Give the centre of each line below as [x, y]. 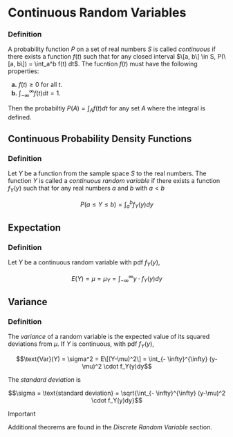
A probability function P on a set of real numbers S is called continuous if [112, 49]
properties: [24, 71]
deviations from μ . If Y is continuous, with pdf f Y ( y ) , [81, 345]
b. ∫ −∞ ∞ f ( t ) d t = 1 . [36, 93]
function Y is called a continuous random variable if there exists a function [114, 181]
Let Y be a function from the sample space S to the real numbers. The [107, 173]
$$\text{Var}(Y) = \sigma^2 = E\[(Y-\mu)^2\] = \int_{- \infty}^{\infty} [112, 359]
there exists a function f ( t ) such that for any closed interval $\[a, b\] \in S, [112, 57]
